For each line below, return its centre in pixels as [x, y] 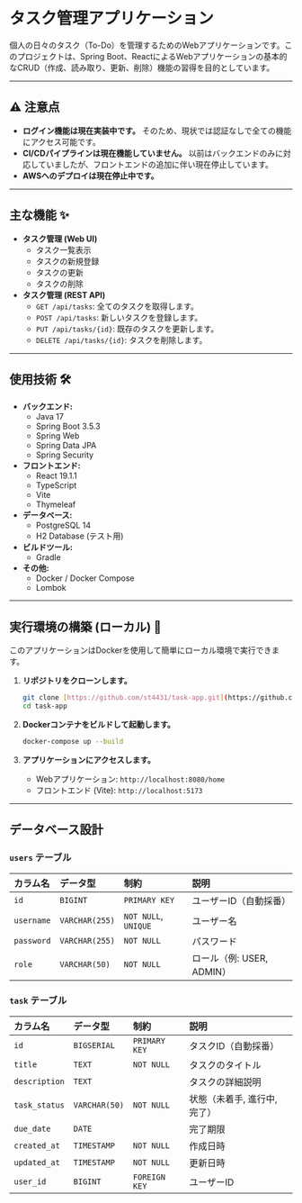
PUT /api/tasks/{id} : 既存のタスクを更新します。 [127, 329]
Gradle [48, 557]
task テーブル [38, 1000]
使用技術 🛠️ [40, 379]
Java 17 [50, 417]
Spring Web [58, 436]
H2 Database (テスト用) [80, 536]
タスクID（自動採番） [234, 1045]
